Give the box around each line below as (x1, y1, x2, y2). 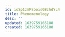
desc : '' (5, 16, 23, 21)
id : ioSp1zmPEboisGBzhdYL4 (5, 7, 60, 12)
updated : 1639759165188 (5, 20, 54, 25)
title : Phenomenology (5, 12, 49, 16)
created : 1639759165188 (5, 25, 54, 30)
